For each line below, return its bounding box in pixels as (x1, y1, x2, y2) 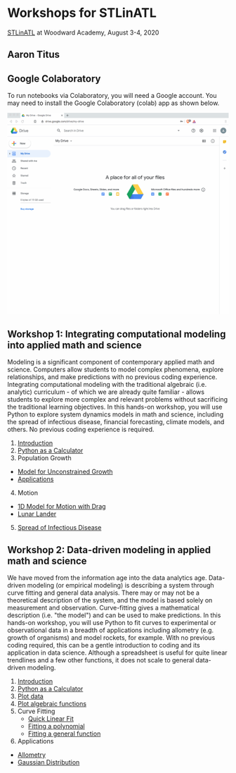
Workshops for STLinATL (7, 5, 157, 21)
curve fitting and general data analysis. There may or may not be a (7, 588, 200, 597)
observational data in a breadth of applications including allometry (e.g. (7, 626, 214, 634)
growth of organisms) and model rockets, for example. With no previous (7, 633, 216, 642)
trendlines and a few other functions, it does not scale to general (7, 656, 195, 664)
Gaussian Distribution (17, 758, 80, 766)
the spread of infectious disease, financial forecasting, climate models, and (7, 418, 225, 426)
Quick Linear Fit (27, 715, 74, 723)
